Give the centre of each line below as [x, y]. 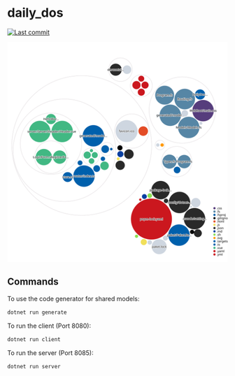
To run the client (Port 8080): [49, 326]
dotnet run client [34, 339]
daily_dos [35, 13]
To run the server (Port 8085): [50, 353]
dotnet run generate [37, 312]
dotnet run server [34, 366]
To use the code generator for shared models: [73, 298]
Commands [33, 282]
